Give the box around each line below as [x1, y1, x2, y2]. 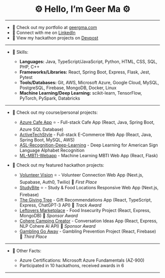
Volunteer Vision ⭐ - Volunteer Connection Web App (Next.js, [19, 172, 143, 178]
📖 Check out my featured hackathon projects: [12, 162, 105, 168]
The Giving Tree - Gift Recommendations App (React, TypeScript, [19, 197, 152, 203]
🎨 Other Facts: [12, 247, 42, 253]
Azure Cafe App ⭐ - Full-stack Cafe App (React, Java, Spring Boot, [19, 119, 155, 125]
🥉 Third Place [19, 233, 47, 240]
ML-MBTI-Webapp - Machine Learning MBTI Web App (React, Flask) [19, 152, 158, 158]
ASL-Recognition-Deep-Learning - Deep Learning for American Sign [19, 142, 158, 148]
